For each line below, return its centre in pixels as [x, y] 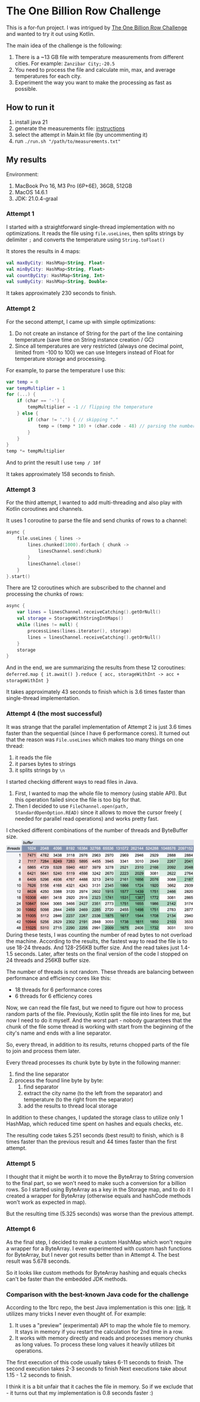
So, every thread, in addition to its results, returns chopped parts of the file [98, 1045]
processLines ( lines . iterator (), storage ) [80, 631]
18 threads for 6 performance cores [58, 990]
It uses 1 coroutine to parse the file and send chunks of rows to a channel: [97, 520]
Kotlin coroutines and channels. [45, 509]
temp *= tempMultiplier [36, 451]
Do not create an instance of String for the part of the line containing [99, 333]
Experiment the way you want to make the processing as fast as [93, 82]
